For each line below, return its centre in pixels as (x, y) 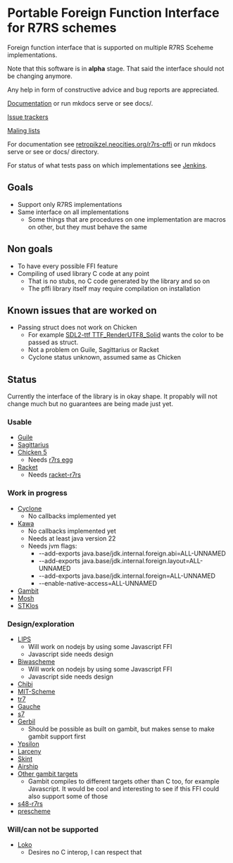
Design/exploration (41, 624)
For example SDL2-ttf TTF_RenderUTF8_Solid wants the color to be (126, 335)
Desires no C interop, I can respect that (85, 852)
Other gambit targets (48, 774)
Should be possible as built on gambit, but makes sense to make (121, 729)
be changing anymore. (40, 76)
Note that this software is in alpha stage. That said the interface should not (116, 68)
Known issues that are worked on (82, 310)
